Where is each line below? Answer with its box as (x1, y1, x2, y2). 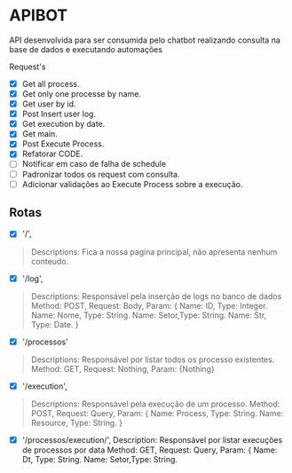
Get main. (21, 129, 58, 139)
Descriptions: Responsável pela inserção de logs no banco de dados (30, 290, 282, 302)
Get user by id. (21, 99, 77, 109)
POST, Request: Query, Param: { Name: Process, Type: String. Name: (30, 407, 284, 418)
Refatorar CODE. (21, 148, 83, 160)
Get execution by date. (21, 119, 106, 130)
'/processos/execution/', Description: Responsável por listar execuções (21, 434, 283, 445)
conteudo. (30, 256, 69, 266)
